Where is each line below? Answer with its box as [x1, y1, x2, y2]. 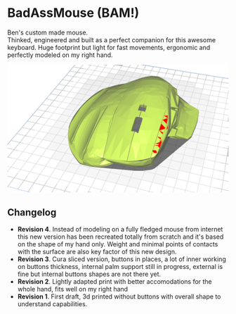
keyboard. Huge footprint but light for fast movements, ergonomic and [7, 43, 211, 51]
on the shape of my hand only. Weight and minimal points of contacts [17, 240, 218, 249]
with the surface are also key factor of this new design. [17, 248, 177, 256]
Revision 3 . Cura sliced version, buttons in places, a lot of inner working [17, 255, 226, 263]
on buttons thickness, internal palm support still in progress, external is [17, 263, 223, 271]
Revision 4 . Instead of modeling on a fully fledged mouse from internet [17, 225, 223, 234]
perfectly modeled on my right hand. [7, 51, 114, 59]
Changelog [7, 206, 57, 218]
